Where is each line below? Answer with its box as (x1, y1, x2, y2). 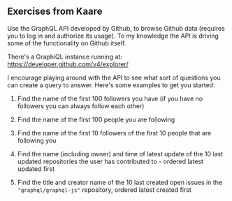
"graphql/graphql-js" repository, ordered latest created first (17, 185, 192, 194)
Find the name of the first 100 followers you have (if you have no (17, 94, 203, 103)
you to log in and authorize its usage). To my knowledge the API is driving (7, 31, 219, 40)
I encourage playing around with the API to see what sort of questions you (7, 73, 222, 82)
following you (17, 136, 57, 144)
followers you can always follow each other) (17, 101, 145, 110)
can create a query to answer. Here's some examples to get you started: (7, 80, 215, 89)
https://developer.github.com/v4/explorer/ (7, 59, 129, 68)
